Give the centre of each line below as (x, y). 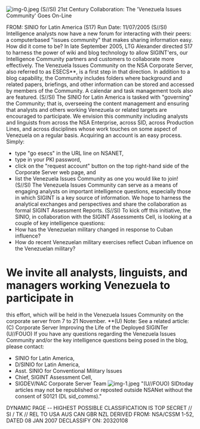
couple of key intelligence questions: (60, 223)
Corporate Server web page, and (56, 172)
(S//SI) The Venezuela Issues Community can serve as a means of (96, 185)
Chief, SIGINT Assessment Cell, (53, 377)
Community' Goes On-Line (39, 16)
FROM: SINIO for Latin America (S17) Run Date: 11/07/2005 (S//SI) (87, 27)
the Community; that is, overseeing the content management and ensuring (98, 104)
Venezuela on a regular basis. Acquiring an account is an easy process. (94, 135)
